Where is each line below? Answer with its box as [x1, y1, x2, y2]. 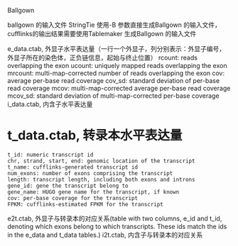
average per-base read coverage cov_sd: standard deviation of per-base [7, 77, 220, 84]
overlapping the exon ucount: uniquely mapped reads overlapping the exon [7, 62, 227, 69]
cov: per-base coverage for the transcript [7, 194, 139, 201]
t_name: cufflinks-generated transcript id [7, 163, 139, 171]
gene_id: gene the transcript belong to [7, 182, 129, 189]
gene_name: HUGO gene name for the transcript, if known [7, 188, 180, 196]
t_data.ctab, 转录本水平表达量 [7, 128, 183, 144]
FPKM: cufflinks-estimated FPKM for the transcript [7, 201, 163, 208]
